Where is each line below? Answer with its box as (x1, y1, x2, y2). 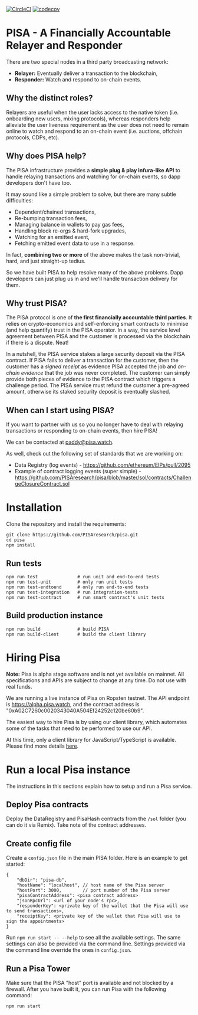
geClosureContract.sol (14, 480, 70, 487)
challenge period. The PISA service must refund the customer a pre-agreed (6, 382, 190, 389)
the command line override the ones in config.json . (6, 947, 132, 954)
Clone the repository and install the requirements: (6, 520, 127, 528)
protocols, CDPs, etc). (6, 133, 60, 141)
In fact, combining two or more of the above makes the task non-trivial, (6, 251, 181, 258)
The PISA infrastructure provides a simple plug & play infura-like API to (6, 166, 181, 173)
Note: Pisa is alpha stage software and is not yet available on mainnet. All (6, 670, 184, 677)
